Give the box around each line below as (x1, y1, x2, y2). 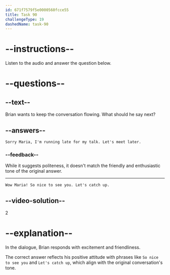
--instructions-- (5, 44, 74, 55)
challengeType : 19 (5, 17, 44, 22)
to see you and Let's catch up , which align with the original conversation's (5, 259, 163, 266)
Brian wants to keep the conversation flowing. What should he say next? (5, 111, 156, 117)
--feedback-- (5, 151, 39, 158)
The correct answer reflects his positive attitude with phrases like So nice (5, 254, 159, 260)
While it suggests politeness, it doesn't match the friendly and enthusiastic (5, 163, 161, 169)
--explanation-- (5, 227, 73, 239)
